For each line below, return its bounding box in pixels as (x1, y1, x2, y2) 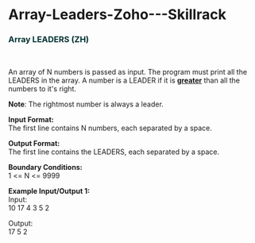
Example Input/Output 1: (8, 187, 90, 196)
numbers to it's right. (8, 84, 77, 94)
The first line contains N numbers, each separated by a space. (8, 123, 212, 133)
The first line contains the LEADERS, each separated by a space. (8, 147, 220, 156)
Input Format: (8, 115, 54, 125)
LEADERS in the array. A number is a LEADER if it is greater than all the (8, 75, 241, 85)
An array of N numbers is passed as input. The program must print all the (8, 67, 248, 77)
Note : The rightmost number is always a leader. (8, 99, 164, 109)
